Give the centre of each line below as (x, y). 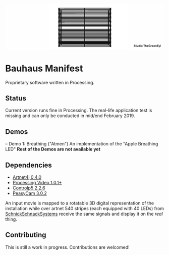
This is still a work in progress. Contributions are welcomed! (67, 247)
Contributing (26, 235)
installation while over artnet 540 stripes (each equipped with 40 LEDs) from (85, 209)
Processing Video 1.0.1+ (37, 183)
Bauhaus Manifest (44, 68)
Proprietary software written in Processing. (50, 82)
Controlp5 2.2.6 (29, 188)
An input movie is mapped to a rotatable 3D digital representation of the (80, 203)
